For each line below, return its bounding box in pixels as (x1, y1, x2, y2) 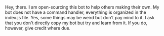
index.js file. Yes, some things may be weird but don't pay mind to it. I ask (5, 15, 155, 20)
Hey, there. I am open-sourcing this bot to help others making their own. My (5, 4, 160, 10)
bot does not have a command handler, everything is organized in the (5, 9, 147, 15)
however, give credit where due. (5, 25, 71, 31)
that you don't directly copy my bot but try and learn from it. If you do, (5, 20, 148, 26)
